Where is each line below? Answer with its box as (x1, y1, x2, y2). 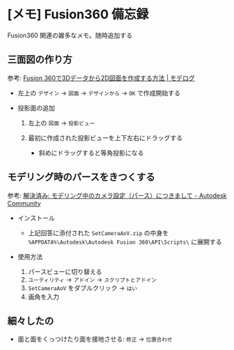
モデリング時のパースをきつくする (7, 171, 155, 183)
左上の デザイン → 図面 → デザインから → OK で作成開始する (17, 89, 181, 97)
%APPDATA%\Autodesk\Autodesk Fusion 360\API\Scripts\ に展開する (27, 237, 222, 246)
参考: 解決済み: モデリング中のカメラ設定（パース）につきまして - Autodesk (7, 191, 227, 199)
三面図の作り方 (7, 54, 73, 65)
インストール (17, 213, 55, 222)
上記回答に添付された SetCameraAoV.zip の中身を (27, 228, 169, 237)
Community (7, 199, 41, 208)
